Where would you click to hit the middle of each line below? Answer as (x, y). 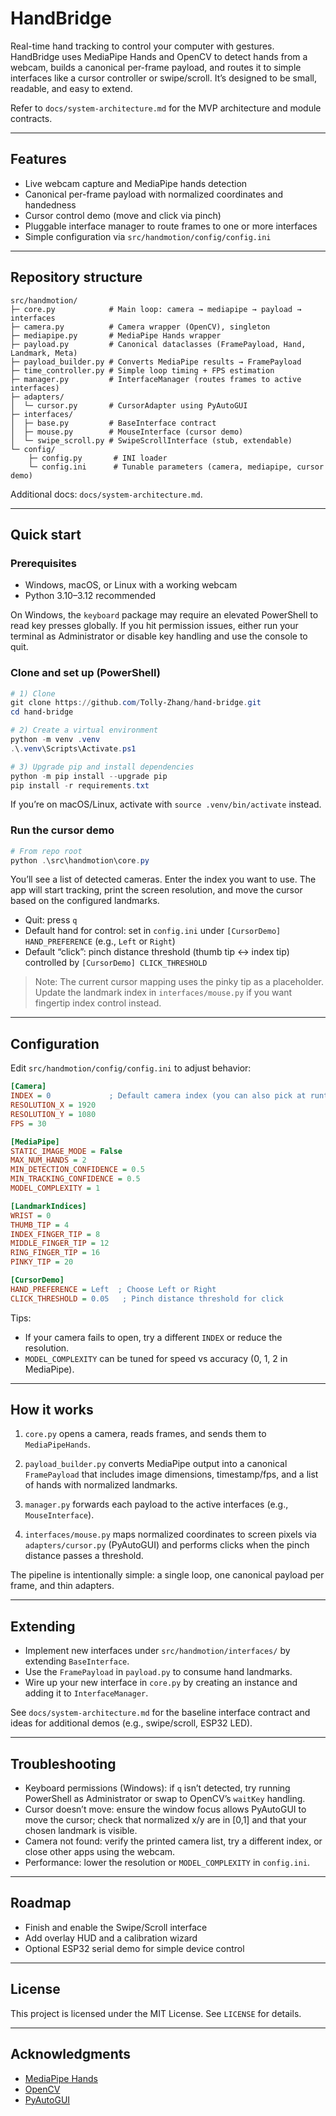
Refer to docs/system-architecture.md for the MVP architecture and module (166, 108)
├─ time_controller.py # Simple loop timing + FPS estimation (142, 370)
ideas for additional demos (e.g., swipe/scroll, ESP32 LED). (131, 1723)
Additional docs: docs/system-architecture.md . (106, 494)
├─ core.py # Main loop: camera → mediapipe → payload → (156, 309)
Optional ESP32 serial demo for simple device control (134, 1948)
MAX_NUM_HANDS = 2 (48, 1160)
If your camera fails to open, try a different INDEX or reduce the (153, 1337)
